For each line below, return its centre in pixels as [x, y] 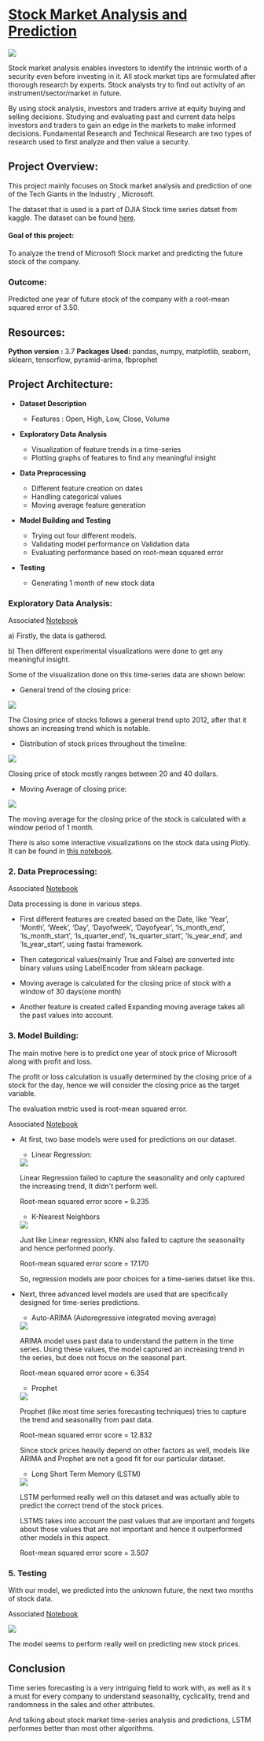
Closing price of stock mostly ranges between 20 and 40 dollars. [113, 774]
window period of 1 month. [51, 828]
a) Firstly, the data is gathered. [58, 636]
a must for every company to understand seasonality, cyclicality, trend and [129, 1696]
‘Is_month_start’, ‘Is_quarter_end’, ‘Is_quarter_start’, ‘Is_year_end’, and [130, 936]
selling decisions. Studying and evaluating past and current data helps [122, 117]
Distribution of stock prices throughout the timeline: [103, 744]
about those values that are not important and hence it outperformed [131, 1529]
